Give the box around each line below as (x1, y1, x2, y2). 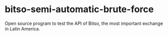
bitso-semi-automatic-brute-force (5, 4, 154, 15)
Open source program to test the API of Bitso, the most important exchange (5, 20, 163, 26)
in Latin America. (5, 25, 40, 31)
